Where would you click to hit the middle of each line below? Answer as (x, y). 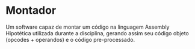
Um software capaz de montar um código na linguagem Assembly (88, 27)
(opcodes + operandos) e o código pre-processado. (70, 39)
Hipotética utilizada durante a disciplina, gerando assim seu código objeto (97, 33)
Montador (31, 10)
